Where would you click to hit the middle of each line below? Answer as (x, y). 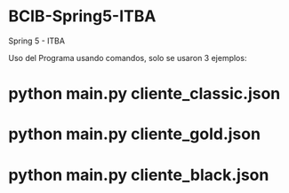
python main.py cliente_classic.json (144, 94)
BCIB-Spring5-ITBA (82, 16)
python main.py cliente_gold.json (135, 134)
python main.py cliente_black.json (139, 175)
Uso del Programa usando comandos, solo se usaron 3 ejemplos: (128, 58)
